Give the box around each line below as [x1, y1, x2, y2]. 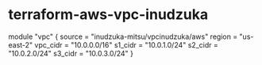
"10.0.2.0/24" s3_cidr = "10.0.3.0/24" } [8, 48, 133, 58]
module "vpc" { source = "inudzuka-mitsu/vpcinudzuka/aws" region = [8, 32, 238, 41]
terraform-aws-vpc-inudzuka [8, 6, 209, 24]
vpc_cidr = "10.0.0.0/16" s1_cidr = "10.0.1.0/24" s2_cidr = [34, 40, 218, 49]
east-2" [8, 40, 33, 49]
